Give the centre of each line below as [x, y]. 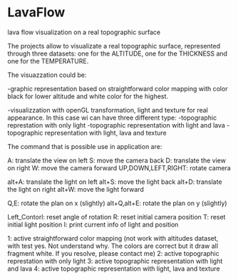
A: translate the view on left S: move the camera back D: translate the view [117, 160]
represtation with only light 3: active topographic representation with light [115, 261]
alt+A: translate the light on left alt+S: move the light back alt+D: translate [115, 182]
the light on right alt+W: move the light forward [76, 189]
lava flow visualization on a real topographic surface [84, 32]
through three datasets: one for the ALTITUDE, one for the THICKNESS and [118, 53]
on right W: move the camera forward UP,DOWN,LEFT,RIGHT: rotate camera [119, 167]
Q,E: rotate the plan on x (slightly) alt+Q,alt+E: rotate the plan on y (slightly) [117, 203]
